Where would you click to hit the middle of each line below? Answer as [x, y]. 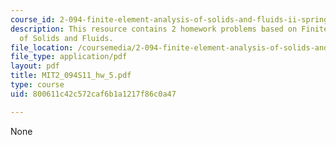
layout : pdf [35, 66]
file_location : [42, 47]
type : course [37, 85]
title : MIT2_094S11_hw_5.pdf [71, 76]
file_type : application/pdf [69, 57]
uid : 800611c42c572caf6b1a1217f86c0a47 [93, 94]
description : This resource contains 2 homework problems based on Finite [169, 29]
